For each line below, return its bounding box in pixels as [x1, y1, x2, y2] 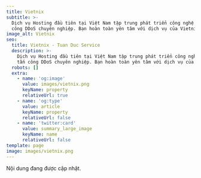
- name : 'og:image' [17, 76, 66, 82]
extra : [11, 70, 28, 76]
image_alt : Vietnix [6, 31, 55, 37]
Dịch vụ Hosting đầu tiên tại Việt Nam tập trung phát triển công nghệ [11, 20, 194, 26]
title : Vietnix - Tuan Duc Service [11, 43, 100, 49]
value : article [22, 103, 60, 110]
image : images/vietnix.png [6, 148, 74, 154]
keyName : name [22, 131, 58, 138]
